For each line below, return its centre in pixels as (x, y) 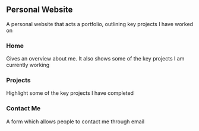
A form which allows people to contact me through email (75, 122)
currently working (28, 65)
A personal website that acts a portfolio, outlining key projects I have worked (100, 24)
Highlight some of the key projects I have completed (70, 93)
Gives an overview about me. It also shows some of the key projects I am (95, 59)
